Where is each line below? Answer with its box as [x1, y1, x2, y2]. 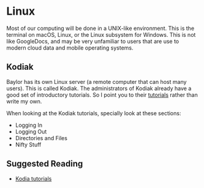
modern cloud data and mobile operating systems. [6, 44, 134, 51]
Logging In [15, 121, 43, 129]
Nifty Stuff [15, 141, 42, 148]
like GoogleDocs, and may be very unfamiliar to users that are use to [6, 37, 179, 45]
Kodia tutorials [15, 175, 52, 182]
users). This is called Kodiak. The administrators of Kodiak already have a [6, 85, 192, 92]
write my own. [6, 97, 42, 105]
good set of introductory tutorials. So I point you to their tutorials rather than [6, 91, 198, 99]
